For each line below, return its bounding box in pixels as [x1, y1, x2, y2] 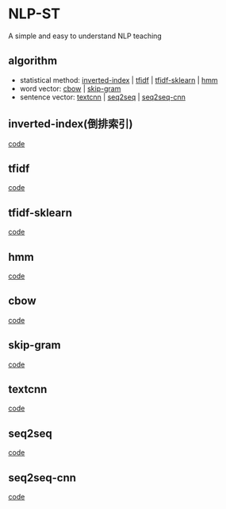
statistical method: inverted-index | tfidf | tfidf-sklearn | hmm [19, 75, 218, 84]
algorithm [8, 54, 58, 68]
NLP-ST [8, 5, 61, 23]
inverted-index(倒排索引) [8, 117, 133, 131]
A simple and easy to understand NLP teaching [8, 31, 163, 41]
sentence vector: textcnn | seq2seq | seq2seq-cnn [19, 92, 186, 102]
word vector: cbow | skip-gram [19, 84, 121, 93]
